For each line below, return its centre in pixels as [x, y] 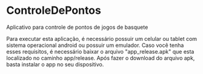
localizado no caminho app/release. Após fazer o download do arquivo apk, [101, 58]
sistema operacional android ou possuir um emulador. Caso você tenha [95, 45]
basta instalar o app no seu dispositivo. [55, 64]
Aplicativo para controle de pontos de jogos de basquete [77, 27]
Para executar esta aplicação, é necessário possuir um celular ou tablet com [102, 39]
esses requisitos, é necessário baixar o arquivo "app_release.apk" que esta [100, 51]
